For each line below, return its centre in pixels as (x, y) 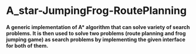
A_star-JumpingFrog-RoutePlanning (96, 11)
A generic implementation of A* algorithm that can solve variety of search (98, 27)
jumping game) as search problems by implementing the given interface (96, 39)
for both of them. (27, 45)
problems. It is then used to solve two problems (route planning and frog (96, 33)
